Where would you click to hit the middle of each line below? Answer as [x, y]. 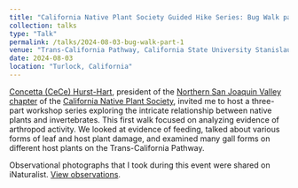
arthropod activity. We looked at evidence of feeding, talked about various [145, 129]
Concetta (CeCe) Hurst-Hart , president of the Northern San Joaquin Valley [145, 91]
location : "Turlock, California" [71, 67]
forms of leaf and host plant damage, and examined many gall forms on [140, 139]
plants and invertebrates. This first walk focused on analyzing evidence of [144, 119]
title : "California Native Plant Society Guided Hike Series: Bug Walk [144, 17]
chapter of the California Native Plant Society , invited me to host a [129, 101]
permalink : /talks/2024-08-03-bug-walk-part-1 [97, 42]
